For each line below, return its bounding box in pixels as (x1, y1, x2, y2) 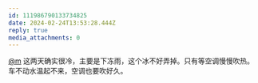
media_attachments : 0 (8, 33, 81, 42)
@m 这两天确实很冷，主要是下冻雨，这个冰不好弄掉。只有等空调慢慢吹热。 (8, 56, 254, 66)
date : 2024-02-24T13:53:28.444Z (8, 19, 116, 27)
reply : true (8, 26, 48, 34)
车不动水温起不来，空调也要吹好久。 (8, 66, 128, 76)
